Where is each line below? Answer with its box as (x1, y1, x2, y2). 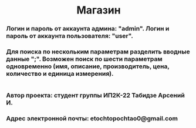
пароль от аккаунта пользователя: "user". (6, 32, 134, 40)
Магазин (76, 4, 121, 17)
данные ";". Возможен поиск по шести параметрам (6, 55, 163, 63)
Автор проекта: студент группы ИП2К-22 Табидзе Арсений (6, 92, 185, 100)
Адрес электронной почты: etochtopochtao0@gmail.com (6, 114, 178, 123)
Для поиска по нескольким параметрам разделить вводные (6, 48, 190, 56)
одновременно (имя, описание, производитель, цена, (6, 62, 170, 70)
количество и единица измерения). (6, 70, 114, 78)
